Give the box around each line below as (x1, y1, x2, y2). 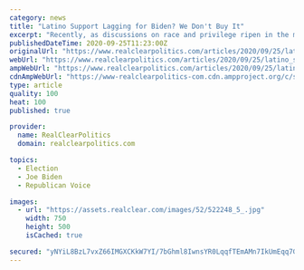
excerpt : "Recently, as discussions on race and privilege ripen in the (9, 30, 290, 39)
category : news (9, 13, 67, 23)
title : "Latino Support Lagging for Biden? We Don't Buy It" (9, 22, 245, 31)
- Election (17, 164, 59, 173)
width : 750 (25, 214, 67, 223)
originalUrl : (9, 47, 59, 56)
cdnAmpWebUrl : (9, 72, 63, 82)
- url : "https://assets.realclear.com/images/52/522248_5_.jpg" (17, 206, 265, 215)
